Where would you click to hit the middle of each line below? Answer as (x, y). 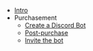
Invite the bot (44, 40)
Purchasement (35, 18)
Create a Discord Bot (55, 25)
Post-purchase (46, 33)
